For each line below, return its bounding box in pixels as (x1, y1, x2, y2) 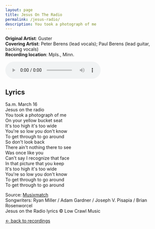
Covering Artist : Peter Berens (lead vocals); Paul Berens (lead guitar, (5, 41, 150, 47)
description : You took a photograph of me (5, 21, 97, 27)
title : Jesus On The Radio (5, 12, 63, 17)
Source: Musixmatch (5, 192, 49, 198)
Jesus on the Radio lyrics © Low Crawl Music (5, 208, 101, 214)
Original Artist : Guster (5, 35, 52, 42)
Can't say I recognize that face (5, 155, 70, 161)
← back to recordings (5, 218, 51, 224)
